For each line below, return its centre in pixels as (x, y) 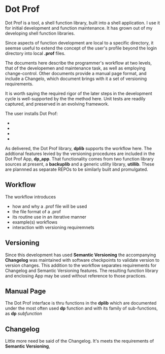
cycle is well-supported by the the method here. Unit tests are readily (75, 98)
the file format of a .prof (36, 211)
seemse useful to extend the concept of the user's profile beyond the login (81, 48)
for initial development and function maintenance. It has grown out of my (79, 28)
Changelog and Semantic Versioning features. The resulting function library (82, 271)
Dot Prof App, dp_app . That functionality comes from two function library (80, 158)
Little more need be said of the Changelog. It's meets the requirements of (80, 341)
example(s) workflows (35, 222)
